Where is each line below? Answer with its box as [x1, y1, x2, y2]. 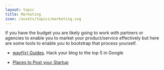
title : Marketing [5, 12, 41, 17]
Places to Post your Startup [12, 60, 69, 66]
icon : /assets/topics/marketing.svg [5, 16, 81, 21]
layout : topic [5, 7, 35, 12]
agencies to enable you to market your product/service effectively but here [5, 35, 160, 41]
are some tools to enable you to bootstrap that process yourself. [5, 40, 137, 46]
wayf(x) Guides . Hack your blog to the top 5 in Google [12, 50, 124, 56]
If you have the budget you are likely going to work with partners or [5, 30, 144, 36]
